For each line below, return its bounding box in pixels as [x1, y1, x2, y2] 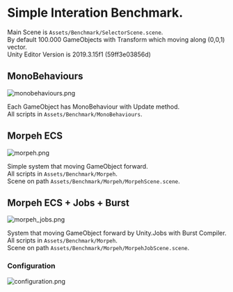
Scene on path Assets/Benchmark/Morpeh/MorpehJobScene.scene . [7, 244, 190, 252]
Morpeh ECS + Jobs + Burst [7, 197, 130, 208]
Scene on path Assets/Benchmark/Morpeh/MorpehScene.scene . [7, 176, 181, 185]
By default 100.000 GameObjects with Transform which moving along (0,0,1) [7, 35, 225, 43]
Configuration [7, 261, 56, 271]
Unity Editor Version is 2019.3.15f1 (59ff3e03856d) [7, 50, 152, 59]
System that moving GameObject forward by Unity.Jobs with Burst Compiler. [7, 229, 227, 238]
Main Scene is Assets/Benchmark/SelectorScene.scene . [7, 28, 163, 36]
